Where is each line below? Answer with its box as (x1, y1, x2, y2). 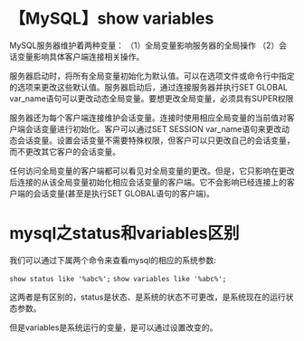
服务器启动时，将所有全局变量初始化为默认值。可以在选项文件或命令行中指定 (9, 70, 295, 81)
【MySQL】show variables (9, 8, 214, 29)
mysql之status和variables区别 (9, 223, 240, 244)
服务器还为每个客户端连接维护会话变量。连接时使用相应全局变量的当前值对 (9, 112, 287, 123)
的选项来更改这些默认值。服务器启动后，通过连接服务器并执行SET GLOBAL (9, 81, 288, 92)
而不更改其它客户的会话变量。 (9, 146, 120, 156)
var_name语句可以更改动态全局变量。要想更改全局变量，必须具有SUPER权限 (9, 92, 294, 104)
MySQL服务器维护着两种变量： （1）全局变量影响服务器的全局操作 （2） (9, 40, 280, 51)
